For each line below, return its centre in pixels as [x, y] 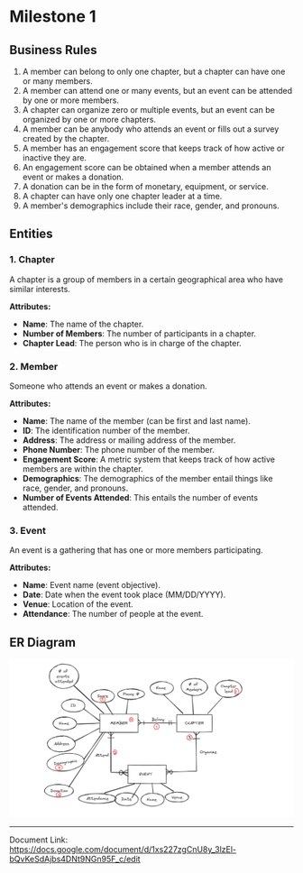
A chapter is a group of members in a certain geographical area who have [147, 279]
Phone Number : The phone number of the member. [118, 449]
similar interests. [40, 289]
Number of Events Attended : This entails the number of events [140, 497]
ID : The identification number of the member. [106, 430]
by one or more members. [71, 100]
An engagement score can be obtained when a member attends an [147, 167]
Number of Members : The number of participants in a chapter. [139, 333]
